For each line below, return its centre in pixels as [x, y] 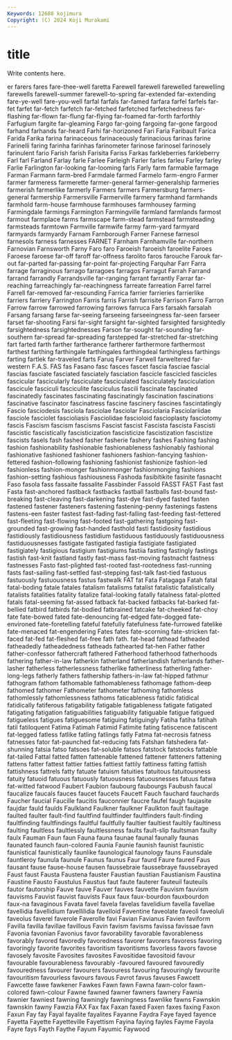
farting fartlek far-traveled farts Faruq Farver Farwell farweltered [99, 359]
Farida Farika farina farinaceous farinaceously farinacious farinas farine [109, 139]
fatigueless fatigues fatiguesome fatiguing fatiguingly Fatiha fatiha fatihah [112, 720]
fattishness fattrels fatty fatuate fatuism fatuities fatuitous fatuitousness [109, 772]
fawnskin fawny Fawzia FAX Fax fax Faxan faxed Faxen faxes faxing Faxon [114, 1007]
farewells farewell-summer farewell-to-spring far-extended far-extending [111, 94]
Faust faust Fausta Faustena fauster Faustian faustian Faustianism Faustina [114, 874]
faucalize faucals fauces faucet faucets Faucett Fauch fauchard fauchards [113, 793]
